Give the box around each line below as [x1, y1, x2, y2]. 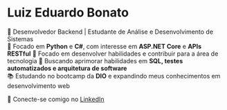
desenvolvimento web [7, 81, 71, 90]
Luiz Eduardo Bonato [7, 5, 129, 21]
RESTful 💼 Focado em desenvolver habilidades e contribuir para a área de [7, 49, 219, 58]
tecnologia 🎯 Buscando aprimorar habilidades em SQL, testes [7, 56, 183, 65]
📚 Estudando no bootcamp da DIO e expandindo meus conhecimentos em [7, 71, 221, 80]
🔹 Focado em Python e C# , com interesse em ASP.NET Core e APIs [7, 42, 202, 50]
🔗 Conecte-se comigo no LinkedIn [7, 95, 105, 103]
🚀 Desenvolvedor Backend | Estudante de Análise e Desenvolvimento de [7, 27, 213, 36]
